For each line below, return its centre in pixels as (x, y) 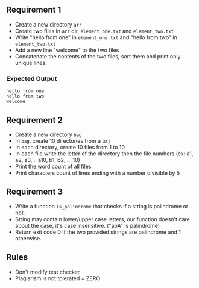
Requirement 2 (35, 120)
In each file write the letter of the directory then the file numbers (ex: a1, (104, 154)
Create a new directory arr (48, 24)
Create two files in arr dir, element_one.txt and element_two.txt (94, 31)
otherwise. (28, 238)
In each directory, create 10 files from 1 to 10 (70, 147)
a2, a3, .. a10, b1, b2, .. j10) (47, 160)
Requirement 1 (34, 10)
